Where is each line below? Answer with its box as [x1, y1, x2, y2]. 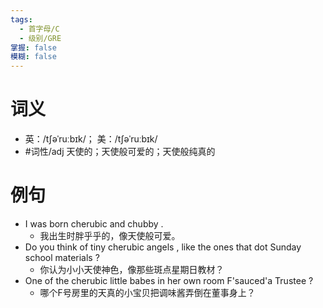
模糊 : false [10, 52, 57, 62]
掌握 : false [10, 42, 57, 53]
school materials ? [24, 252, 100, 263]
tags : [10, 14, 33, 25]
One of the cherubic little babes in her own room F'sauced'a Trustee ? [24, 275, 314, 286]
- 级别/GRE [19, 33, 62, 43]
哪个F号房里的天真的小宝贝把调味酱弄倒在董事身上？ [39, 287, 256, 298]
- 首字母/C [19, 24, 60, 34]
